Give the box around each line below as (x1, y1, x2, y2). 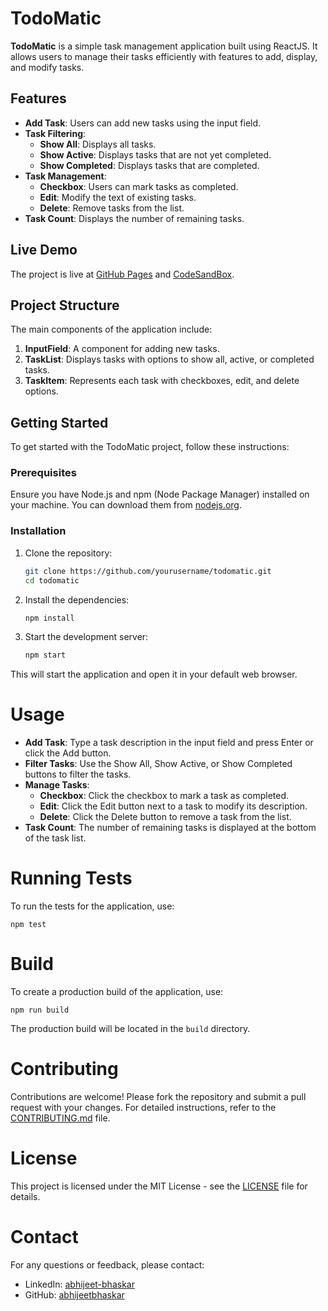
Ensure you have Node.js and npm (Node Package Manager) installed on (10, 488, 310, 501)
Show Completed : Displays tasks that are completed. (39, 159, 260, 171)
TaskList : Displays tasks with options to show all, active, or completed (24, 353, 315, 366)
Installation (10, 524, 67, 538)
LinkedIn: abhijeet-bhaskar (24, 1278, 135, 1290)
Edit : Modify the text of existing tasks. (39, 191, 197, 203)
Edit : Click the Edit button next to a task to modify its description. (39, 800, 308, 812)
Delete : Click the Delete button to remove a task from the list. (39, 811, 292, 823)
